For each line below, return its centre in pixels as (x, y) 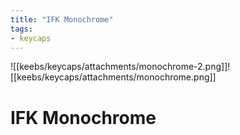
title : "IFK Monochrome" (62, 19)
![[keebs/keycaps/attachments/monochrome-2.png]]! (120, 67)
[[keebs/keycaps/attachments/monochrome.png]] (113, 77)
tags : (21, 29)
